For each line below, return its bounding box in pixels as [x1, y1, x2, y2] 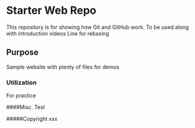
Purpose [6, 47, 39, 58]
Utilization [6, 78, 37, 87]
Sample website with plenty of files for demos [6, 63, 120, 70]
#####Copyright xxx [6, 115, 58, 123]
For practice [6, 92, 37, 99]
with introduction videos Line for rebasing [6, 29, 109, 37]
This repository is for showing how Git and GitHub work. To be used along [6, 23, 189, 31]
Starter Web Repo [6, 4, 97, 17]
